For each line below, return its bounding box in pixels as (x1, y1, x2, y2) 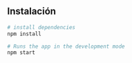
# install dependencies (7, 24, 76, 30)
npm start (7, 49, 36, 56)
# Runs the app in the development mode (7, 43, 126, 50)
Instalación (7, 6, 57, 17)
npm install (7, 30, 41, 37)
